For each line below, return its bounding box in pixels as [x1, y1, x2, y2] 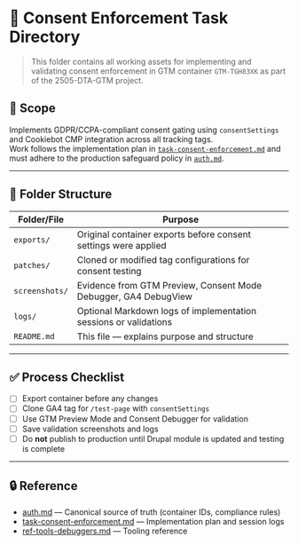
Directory [9, 27, 81, 47]
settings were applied [76, 239, 167, 251]
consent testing [76, 265, 142, 277]
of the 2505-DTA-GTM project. [30, 75, 144, 85]
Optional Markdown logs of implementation [76, 304, 257, 317]
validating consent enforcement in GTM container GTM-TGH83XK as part [30, 66, 286, 76]
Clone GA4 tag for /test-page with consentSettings [21, 403, 210, 414]
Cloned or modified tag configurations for [76, 253, 250, 265]
